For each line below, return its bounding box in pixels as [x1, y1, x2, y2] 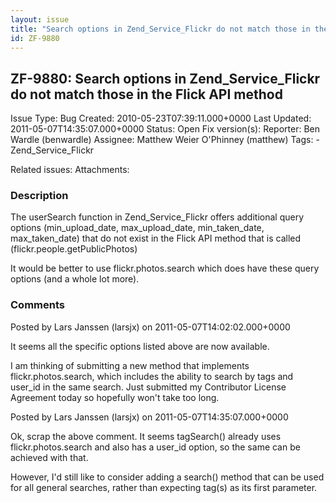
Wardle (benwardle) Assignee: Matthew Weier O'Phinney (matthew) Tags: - [10, 134, 320, 146]
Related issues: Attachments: [10, 164, 130, 176]
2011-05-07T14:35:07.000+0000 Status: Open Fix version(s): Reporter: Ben [10, 123, 320, 135]
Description [10, 189, 69, 203]
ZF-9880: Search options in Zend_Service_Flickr [10, 70, 321, 87]
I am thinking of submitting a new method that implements [10, 359, 250, 371]
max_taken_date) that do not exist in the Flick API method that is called [10, 232, 302, 245]
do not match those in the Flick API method [10, 86, 283, 103]
